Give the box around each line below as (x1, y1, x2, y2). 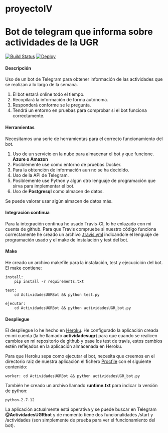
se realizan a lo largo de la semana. (5, 82, 78, 88)
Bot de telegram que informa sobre (5, 26, 153, 38)
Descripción (5, 65, 32, 71)
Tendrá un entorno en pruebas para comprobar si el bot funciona (12, 107, 147, 113)
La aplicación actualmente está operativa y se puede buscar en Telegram (5, 406, 157, 412)
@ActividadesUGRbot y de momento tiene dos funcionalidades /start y (5, 412, 153, 418)
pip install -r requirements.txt (14, 279, 84, 284)
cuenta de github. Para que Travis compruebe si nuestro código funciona (5, 226, 156, 232)
